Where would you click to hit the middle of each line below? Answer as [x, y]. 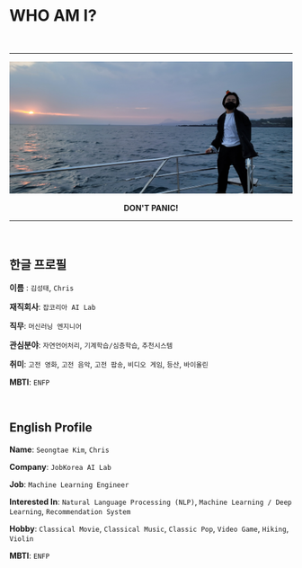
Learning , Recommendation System [70, 511]
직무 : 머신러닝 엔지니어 [46, 326]
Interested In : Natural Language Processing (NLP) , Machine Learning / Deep [151, 501]
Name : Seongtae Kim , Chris [59, 449]
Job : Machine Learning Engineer [69, 484]
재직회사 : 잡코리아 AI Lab [53, 307]
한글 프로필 [38, 265]
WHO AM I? [53, 16]
